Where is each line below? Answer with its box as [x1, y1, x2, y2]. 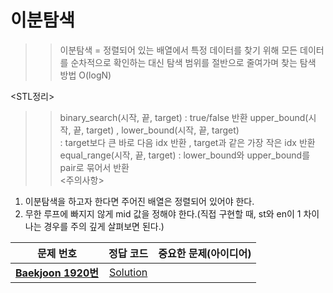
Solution [108, 265, 148, 279]
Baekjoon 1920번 [15, 266, 100, 280]
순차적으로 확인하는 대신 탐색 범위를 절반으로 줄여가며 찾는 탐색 [70, 56, 317, 68]
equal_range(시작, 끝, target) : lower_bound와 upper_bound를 [59, 149, 311, 161]
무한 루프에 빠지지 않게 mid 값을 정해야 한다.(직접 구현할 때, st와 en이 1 [24, 207, 302, 220]
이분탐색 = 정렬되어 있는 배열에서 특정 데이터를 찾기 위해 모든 [59, 44, 298, 56]
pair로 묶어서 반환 [59, 161, 130, 173]
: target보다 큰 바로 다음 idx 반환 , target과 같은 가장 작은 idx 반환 [59, 136, 316, 148]
